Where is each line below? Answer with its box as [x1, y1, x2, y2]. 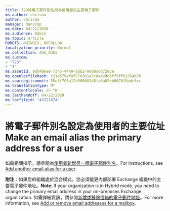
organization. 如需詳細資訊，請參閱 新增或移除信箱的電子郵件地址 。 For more [5, 194, 163, 201]
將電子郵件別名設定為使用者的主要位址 [5, 120, 165, 132]
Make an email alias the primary [5, 132, 142, 143]
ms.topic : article [5, 36, 44, 41]
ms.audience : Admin [5, 31, 47, 36]
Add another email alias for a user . [5, 166, 77, 172]
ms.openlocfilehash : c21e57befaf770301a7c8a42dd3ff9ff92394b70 [5, 74, 142, 79]
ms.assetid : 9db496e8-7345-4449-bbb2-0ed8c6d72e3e [5, 69, 114, 74]
